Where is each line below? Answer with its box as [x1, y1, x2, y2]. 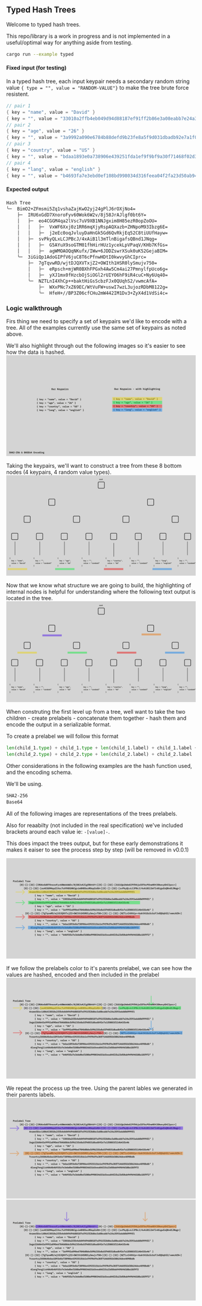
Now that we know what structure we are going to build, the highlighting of [6, 582, 191, 589]
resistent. [6, 90, 29, 97]
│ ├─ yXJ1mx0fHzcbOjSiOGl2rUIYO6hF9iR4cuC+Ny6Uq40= [28, 272, 168, 278]
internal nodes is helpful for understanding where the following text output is [6, 588, 196, 595]
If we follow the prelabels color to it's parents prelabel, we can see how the [6, 965, 192, 972]
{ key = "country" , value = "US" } [6, 147, 96, 153]
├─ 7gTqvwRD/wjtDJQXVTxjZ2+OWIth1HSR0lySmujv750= [28, 260, 158, 266]
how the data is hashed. [6, 348, 66, 356]
